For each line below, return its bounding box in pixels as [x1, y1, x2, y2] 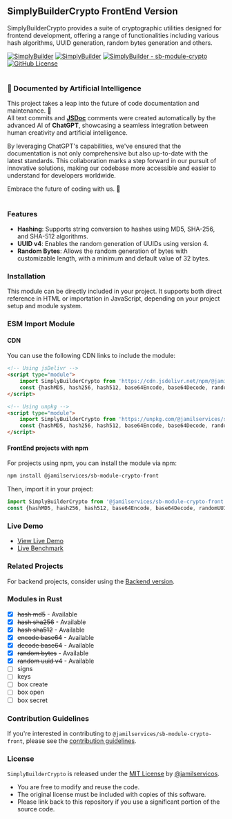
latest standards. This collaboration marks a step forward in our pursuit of [7, 157, 217, 165]
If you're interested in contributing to [7, 729, 112, 737]
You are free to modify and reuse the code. [17, 783, 140, 791]
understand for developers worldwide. [7, 171, 116, 180]
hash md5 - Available [17, 610, 78, 618]
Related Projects [7, 561, 64, 571]
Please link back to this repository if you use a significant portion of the [17, 798, 220, 806]
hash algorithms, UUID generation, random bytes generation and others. [7, 38, 213, 47]
